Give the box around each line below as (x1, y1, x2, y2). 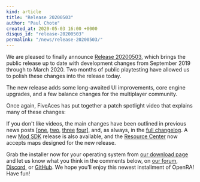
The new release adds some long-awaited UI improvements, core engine (6, 84, 186, 91)
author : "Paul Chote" (6, 20, 60, 26)
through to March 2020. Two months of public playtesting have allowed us (6, 66, 190, 73)
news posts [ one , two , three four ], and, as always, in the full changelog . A (6, 127, 188, 133)
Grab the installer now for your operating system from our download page (6, 151, 189, 158)
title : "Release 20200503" (6, 14, 74, 20)
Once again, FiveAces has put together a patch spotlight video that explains (6, 102, 193, 109)
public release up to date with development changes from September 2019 (6, 59, 190, 67)
